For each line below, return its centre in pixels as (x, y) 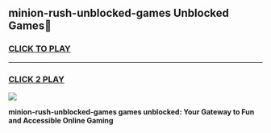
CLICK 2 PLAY (36, 79)
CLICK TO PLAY (40, 49)
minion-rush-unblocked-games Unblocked (119, 13)
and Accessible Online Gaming (61, 120)
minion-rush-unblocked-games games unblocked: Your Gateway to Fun (131, 111)
